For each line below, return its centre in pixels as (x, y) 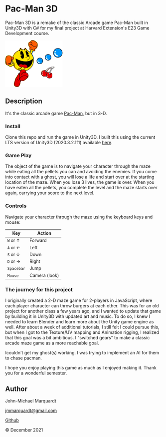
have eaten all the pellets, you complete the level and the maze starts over (82, 188)
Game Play (18, 155)
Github (12, 420)
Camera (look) (44, 275)
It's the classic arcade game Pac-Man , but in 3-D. (56, 113)
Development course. (27, 33)
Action (44, 233)
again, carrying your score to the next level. (50, 193)
